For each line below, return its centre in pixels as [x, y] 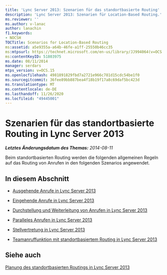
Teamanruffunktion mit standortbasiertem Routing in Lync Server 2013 [85, 239]
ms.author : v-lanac [25, 24]
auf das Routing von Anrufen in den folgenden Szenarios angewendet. [77, 163]
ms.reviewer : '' [22, 19]
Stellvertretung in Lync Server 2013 [48, 230]
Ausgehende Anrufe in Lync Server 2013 [54, 191]
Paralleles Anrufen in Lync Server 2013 [52, 220]
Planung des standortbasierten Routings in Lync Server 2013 [67, 267]
